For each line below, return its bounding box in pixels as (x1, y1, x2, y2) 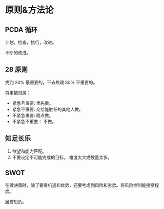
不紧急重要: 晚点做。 (12, 112, 54, 118)
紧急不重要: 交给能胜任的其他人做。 (12, 106, 83, 112)
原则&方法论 (5, 4, 54, 16)
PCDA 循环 (5, 25, 38, 34)
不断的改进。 (5, 50, 31, 55)
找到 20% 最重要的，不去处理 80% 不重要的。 (5, 79, 98, 85)
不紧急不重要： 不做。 (12, 118, 57, 124)
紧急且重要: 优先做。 (12, 100, 54, 106)
